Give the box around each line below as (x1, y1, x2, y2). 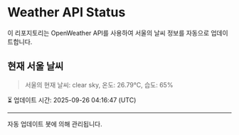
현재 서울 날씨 (7, 60, 64, 72)
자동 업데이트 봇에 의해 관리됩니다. (7, 119, 102, 128)
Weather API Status (7, 4, 126, 21)
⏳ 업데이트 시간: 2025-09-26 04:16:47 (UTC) (7, 95, 137, 104)
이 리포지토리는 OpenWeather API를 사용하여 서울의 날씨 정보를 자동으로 (7, 28, 210, 37)
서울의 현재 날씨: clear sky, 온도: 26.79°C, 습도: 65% (24, 80, 174, 89)
